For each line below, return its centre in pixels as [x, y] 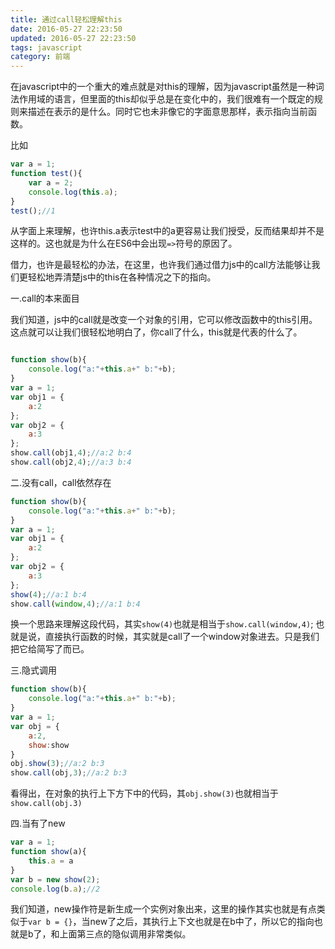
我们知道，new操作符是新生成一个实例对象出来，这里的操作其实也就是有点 [163, 909]
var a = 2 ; [51, 182]
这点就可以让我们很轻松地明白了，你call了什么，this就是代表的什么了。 [156, 332]
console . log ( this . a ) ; [73, 192]
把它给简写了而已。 [50, 649]
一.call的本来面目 [45, 298]
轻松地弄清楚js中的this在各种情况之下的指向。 [122, 277]
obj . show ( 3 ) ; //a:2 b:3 [57, 764]
